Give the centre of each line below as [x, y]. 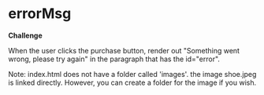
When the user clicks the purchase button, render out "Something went [124, 50]
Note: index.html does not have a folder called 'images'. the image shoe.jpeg [132, 74]
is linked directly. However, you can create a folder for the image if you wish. [132, 82]
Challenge [26, 35]
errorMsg [40, 14]
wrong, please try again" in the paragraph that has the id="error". [114, 59]
